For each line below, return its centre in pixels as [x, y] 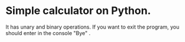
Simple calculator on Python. [78, 11]
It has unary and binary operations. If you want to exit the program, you [92, 27]
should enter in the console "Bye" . [48, 33]
